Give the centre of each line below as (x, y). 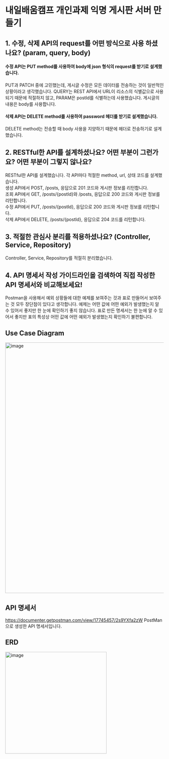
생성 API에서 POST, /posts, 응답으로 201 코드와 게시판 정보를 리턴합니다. (77, 188)
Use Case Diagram (35, 333)
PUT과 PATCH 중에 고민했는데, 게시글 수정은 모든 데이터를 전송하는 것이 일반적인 (84, 85)
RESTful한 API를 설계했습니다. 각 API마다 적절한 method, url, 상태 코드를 (77, 175)
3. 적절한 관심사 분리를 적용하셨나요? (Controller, (78, 237)
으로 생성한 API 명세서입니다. (33, 626)
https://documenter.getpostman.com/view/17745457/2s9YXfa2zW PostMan (84, 620)
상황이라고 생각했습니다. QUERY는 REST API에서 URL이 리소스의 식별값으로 (80, 91)
